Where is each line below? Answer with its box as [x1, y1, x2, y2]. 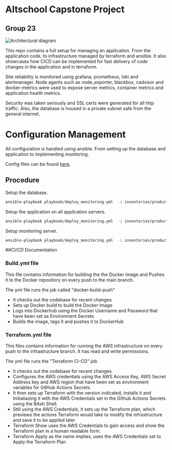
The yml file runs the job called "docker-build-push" [5, 287, 115, 293]
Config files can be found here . [5, 161, 71, 167]
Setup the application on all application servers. [5, 208, 106, 215]
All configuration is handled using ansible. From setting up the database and [5, 145, 166, 152]
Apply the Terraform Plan [12, 439, 66, 445]
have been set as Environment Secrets [12, 313, 94, 319]
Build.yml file [5, 260, 39, 267]
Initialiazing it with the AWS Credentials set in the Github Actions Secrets [12, 395, 166, 401]
